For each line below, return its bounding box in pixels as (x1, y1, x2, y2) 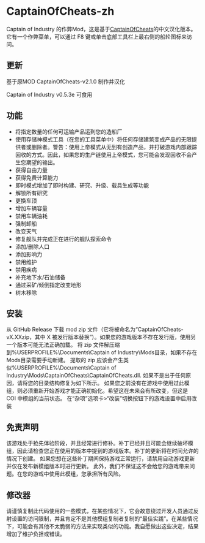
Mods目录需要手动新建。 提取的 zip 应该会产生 (6, 357, 124, 364)
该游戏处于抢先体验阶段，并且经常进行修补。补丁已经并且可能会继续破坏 (6, 439, 188, 447)
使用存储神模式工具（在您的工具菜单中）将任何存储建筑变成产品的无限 (15, 135, 192, 143)
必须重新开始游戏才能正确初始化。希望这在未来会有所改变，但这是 (22, 387, 188, 395)
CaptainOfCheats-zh (6, 4, 115, 18)
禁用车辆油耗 (15, 212, 48, 219)
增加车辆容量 (15, 204, 48, 212)
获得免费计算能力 (15, 173, 59, 181)
